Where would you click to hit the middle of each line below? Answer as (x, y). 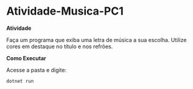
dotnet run (20, 81)
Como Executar (26, 58)
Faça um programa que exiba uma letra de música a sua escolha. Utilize (96, 40)
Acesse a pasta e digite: (37, 70)
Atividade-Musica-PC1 (65, 11)
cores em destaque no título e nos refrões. (60, 46)
